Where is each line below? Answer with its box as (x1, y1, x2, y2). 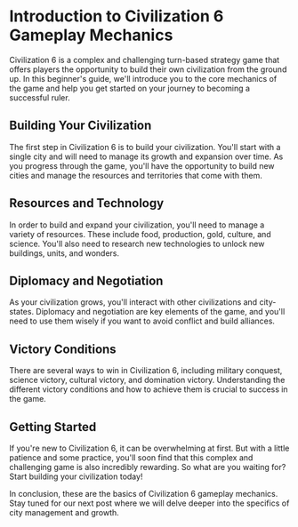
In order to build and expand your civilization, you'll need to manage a (9, 220, 265, 230)
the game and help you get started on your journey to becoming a (9, 83, 251, 93)
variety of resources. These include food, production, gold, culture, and (9, 228, 271, 239)
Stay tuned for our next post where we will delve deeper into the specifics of (9, 498, 290, 508)
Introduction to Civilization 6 (9, 6, 224, 27)
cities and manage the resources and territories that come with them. (9, 170, 262, 180)
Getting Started (9, 419, 97, 435)
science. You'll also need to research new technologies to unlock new (9, 238, 265, 249)
